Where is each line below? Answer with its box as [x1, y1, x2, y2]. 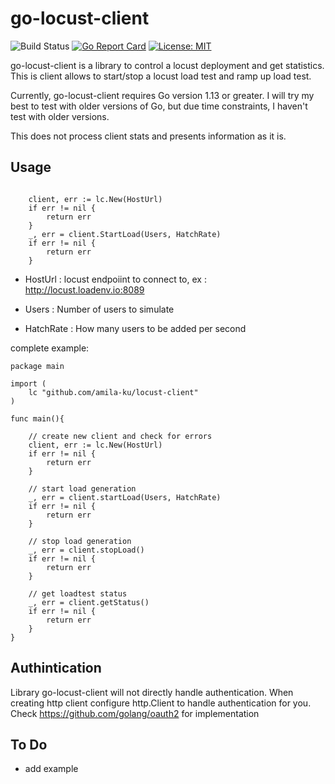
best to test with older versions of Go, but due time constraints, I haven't [10, 100, 308, 112]
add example [24, 763, 79, 775]
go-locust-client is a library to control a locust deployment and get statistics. [10, 59, 325, 71]
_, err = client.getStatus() [28, 597, 150, 607]
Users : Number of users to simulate [24, 303, 175, 315]
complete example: [10, 342, 90, 354]
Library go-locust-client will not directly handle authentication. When [10, 686, 294, 698]
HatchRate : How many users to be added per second [24, 322, 247, 334]
